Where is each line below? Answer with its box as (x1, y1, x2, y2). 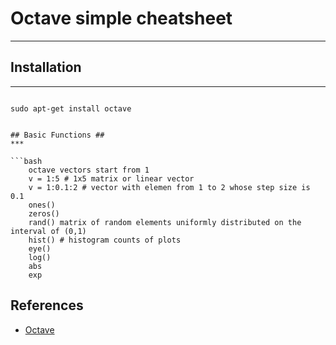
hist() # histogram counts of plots (28, 235, 182, 245)
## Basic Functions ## (10, 130, 105, 140)
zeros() (28, 208, 60, 219)
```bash (10, 156, 43, 166)
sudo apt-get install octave (10, 103, 132, 114)
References (10, 297, 84, 314)
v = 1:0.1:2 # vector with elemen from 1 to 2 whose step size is (28, 182, 311, 192)
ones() (28, 200, 56, 210)
